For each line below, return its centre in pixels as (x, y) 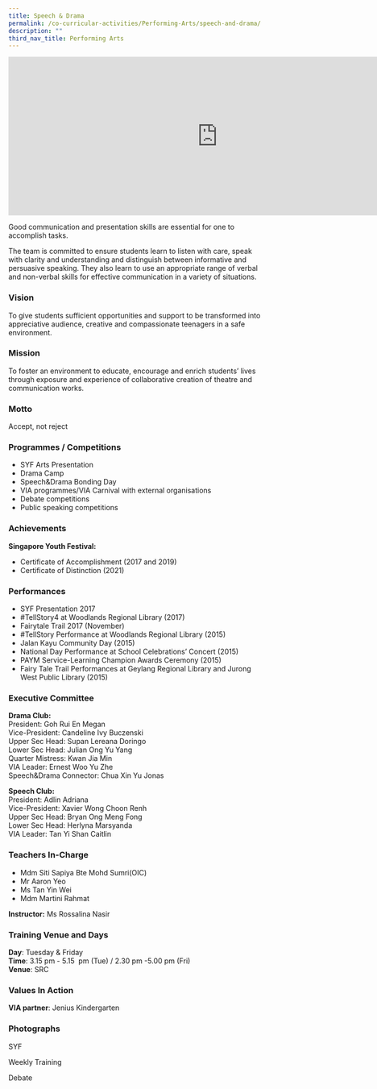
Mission (24, 353)
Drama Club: (30, 716)
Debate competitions (55, 499)
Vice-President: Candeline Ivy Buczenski (76, 733)
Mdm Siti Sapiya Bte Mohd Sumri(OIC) (83, 872)
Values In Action (41, 990)
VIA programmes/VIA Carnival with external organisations (116, 490)
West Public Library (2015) (64, 677)
